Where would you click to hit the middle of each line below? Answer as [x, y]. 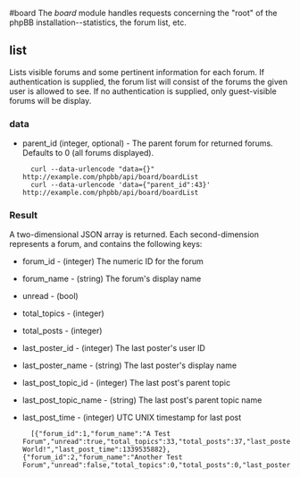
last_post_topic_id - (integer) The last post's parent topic [126, 383]
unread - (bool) [50, 296]
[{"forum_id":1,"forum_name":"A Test [101, 434]
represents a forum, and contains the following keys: [106, 244]
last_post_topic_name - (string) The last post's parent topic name [142, 400]
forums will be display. [50, 100]
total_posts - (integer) [62, 331]
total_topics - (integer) [63, 313]
